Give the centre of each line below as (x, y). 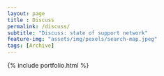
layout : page (26, 13)
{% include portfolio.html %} (48, 65)
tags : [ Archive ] (31, 46)
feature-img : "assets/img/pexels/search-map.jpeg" (82, 39)
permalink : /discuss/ (39, 26)
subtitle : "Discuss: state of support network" (78, 33)
